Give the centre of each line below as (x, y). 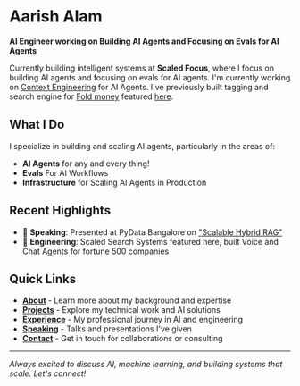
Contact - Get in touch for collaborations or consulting (122, 339)
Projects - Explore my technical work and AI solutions (121, 310)
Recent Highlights (60, 210)
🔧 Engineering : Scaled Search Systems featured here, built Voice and (150, 241)
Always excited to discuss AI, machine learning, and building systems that (146, 365)
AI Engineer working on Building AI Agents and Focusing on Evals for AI (144, 41)
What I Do (37, 125)
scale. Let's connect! (48, 373)
